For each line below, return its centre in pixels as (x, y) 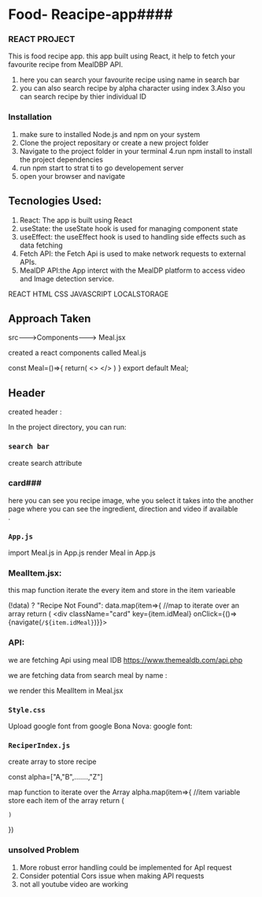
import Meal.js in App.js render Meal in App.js (82, 553)
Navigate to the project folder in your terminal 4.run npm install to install (136, 151)
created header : (35, 412)
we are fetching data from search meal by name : (88, 675)
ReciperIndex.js (39, 745)
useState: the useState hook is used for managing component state (129, 228)
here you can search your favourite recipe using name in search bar (129, 80)
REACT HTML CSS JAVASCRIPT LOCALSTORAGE (89, 294)
